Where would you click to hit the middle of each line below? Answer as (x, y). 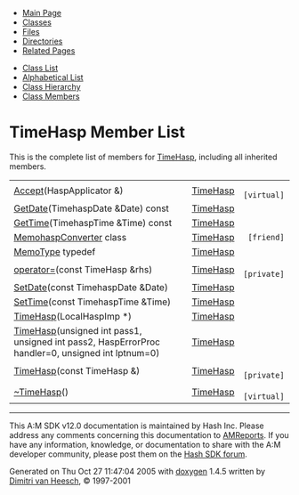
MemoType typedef (55, 251)
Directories (42, 41)
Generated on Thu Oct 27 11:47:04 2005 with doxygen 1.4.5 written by (137, 471)
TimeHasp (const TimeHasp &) (77, 370)
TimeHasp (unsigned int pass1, (78, 330)
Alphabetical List (53, 77)
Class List (40, 68)
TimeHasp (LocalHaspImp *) (73, 316)
